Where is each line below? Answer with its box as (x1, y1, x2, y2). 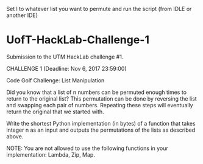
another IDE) (6, 12, 38, 19)
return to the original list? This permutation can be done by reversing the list (6, 94, 197, 102)
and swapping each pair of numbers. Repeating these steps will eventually (6, 101, 193, 109)
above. (6, 132, 24, 140)
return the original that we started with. (6, 108, 105, 115)
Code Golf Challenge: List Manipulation (6, 76, 105, 84)
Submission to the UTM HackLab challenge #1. (6, 53, 124, 60)
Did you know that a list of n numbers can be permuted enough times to (6, 88, 187, 96)
